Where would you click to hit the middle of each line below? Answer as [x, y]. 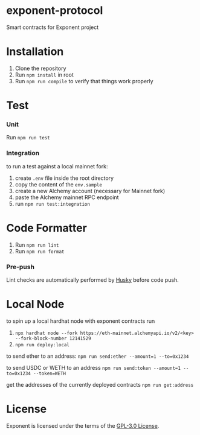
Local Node [35, 304]
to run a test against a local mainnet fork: [57, 166]
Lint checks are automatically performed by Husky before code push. [93, 280]
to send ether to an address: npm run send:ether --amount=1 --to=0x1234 [98, 356]
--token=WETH [50, 373]
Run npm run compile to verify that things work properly [84, 81]
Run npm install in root [44, 75]
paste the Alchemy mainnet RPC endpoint [67, 197]
